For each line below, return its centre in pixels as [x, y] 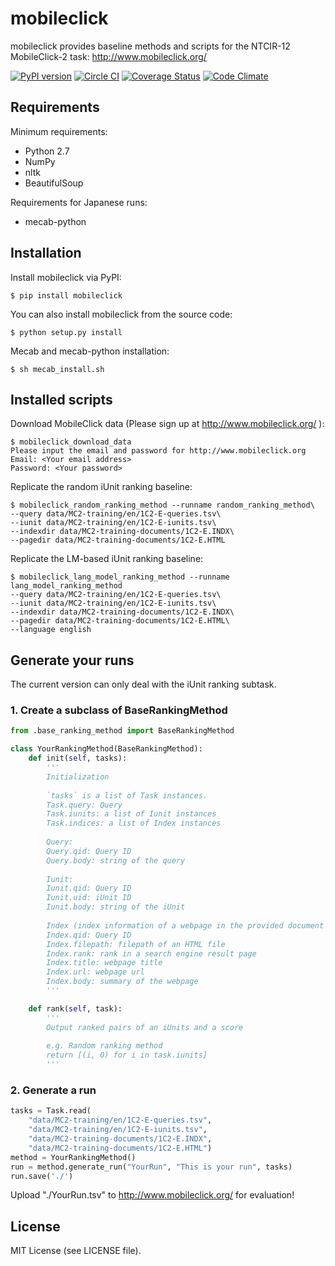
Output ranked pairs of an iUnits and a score [145, 1027]
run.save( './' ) [42, 1176]
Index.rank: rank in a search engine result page [151, 953]
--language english [51, 630]
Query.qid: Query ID [89, 851]
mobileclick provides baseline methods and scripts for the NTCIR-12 [150, 46]
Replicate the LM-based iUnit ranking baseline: [107, 559]
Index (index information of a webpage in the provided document [185, 925]
